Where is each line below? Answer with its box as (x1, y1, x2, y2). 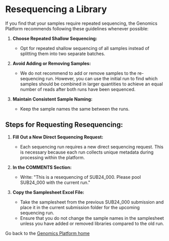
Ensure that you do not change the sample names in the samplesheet (20, 215, 164, 221)
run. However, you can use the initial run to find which (45, 75, 158, 81)
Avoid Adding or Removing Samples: (12, 60, 91, 66)
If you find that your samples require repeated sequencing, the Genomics (5, 20, 158, 26)
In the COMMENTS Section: (12, 164, 72, 170)
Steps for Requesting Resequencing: (5, 120, 123, 129)
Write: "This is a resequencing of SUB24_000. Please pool (20, 174, 141, 180)
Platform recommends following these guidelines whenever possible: (5, 25, 149, 31)
